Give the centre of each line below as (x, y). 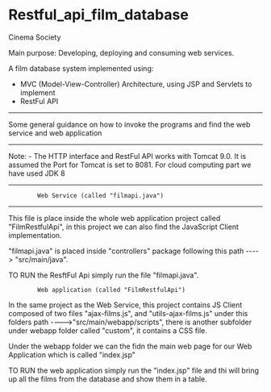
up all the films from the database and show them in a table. (108, 379)
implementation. (35, 235)
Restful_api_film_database (99, 15)
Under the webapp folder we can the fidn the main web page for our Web (130, 346)
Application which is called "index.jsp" (72, 354)
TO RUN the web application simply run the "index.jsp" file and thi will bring (134, 370)
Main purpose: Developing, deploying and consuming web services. (121, 52)
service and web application (55, 133)
